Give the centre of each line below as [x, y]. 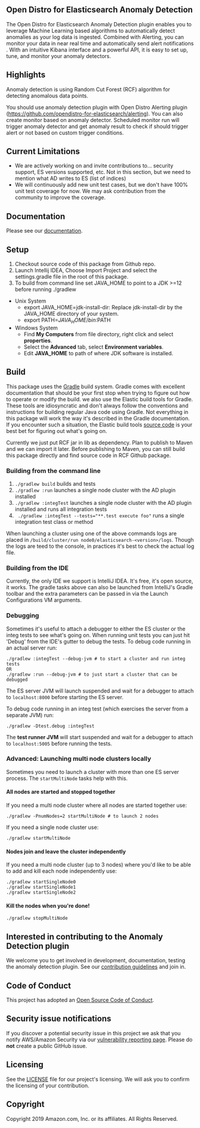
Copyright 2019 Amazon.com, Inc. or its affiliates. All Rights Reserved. [92, 1118]
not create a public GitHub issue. [47, 1045]
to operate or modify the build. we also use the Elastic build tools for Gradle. [100, 399]
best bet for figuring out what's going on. [57, 431]
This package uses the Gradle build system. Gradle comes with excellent [96, 386]
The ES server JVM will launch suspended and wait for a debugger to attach [100, 691]
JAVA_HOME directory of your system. [71, 314]
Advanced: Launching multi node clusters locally [79, 759]
